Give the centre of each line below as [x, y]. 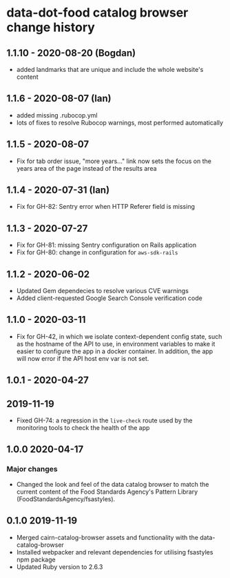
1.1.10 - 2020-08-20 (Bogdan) [71, 53]
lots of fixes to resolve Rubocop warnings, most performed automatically [120, 122]
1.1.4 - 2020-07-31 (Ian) [58, 190]
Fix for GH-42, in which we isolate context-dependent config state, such [119, 336]
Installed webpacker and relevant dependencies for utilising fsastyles [115, 552]
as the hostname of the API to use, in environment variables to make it [116, 344]
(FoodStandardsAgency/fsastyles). [66, 498]
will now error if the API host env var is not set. [83, 358]
